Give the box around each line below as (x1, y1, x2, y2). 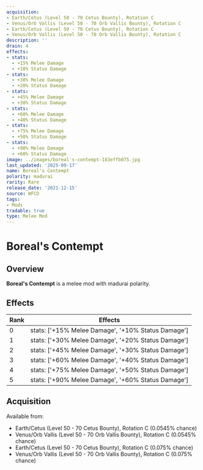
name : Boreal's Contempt (6, 168, 69, 174)
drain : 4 (6, 43, 29, 49)
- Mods (6, 202, 23, 208)
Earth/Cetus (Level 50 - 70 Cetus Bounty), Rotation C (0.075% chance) (15, 444, 194, 451)
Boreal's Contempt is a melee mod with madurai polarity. (6, 280, 151, 287)
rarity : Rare (6, 179, 40, 186)
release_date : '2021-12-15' (6, 185, 78, 191)
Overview (6, 264, 45, 274)
